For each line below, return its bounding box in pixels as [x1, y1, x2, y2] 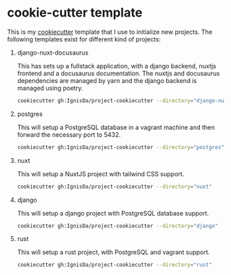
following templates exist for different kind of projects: [7, 35, 161, 43]
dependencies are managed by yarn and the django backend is [17, 76, 197, 84]
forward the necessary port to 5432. [17, 130, 121, 139]
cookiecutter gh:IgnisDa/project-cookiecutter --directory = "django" [17, 222, 219, 229]
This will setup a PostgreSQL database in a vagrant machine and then [17, 123, 215, 131]
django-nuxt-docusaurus [17, 48, 89, 57]
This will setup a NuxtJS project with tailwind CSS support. [17, 169, 185, 178]
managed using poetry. [17, 84, 83, 92]
